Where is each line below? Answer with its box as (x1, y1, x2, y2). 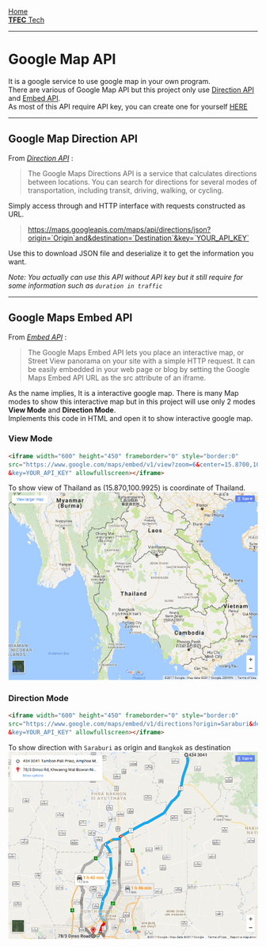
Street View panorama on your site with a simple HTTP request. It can (27, 356, 256, 366)
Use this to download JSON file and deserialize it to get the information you (8, 248, 254, 258)
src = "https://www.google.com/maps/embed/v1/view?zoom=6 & (8, 460, 200, 469)
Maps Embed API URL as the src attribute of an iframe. (27, 373, 207, 382)
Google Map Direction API (8, 132, 139, 146)
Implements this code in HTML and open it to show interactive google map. (8, 413, 253, 423)
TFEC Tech (8, 15, 45, 25)
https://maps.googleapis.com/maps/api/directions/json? (27, 224, 211, 234)
